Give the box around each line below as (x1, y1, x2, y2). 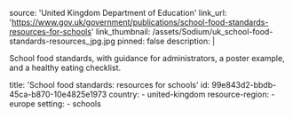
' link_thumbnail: (91, 27, 151, 36)
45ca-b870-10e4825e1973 (9, 89, 107, 99)
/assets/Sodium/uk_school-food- (152, 27, 273, 36)
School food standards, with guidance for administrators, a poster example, (9, 53, 286, 63)
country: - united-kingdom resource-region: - (108, 89, 275, 99)
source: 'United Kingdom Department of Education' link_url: (9, 8, 227, 18)
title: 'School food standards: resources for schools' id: (9, 80, 210, 90)
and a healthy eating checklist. (9, 62, 122, 73)
